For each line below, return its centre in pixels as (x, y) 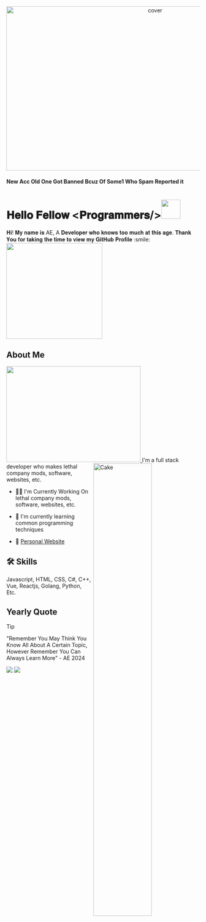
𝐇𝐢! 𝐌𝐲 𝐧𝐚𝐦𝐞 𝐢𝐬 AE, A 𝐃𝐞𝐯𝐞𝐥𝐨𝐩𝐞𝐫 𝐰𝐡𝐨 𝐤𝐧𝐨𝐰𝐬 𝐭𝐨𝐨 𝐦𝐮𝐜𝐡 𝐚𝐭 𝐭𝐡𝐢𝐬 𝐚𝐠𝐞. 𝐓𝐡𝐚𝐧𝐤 (99, 232)
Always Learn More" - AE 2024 (46, 658)
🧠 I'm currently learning (45, 517)
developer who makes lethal (42, 467)
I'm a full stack (160, 460)
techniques (29, 530)
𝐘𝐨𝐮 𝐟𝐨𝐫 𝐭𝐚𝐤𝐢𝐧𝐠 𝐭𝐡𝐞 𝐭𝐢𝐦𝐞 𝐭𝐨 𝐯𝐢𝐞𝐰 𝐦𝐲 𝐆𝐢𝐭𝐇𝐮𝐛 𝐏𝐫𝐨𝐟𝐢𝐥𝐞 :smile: (78, 239)
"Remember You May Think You (47, 638)
